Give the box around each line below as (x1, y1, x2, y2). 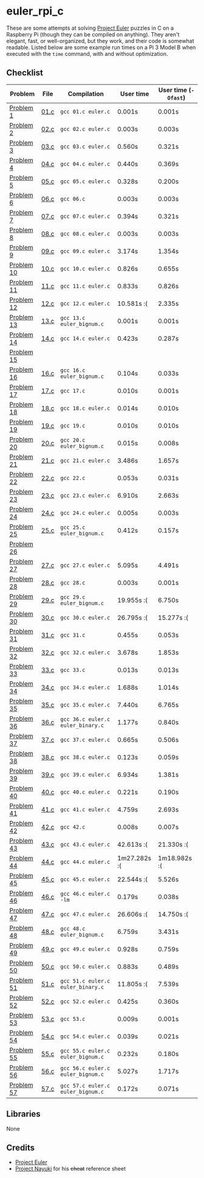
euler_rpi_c (6, 4, 64, 18)
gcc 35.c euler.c (60, 701, 110, 708)
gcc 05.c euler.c (60, 178, 110, 184)
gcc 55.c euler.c (60, 1047, 110, 1054)
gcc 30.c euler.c (60, 614, 110, 621)
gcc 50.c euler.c (60, 963, 110, 970)
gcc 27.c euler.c (60, 561, 110, 569)
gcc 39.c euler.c (60, 771, 110, 778)
